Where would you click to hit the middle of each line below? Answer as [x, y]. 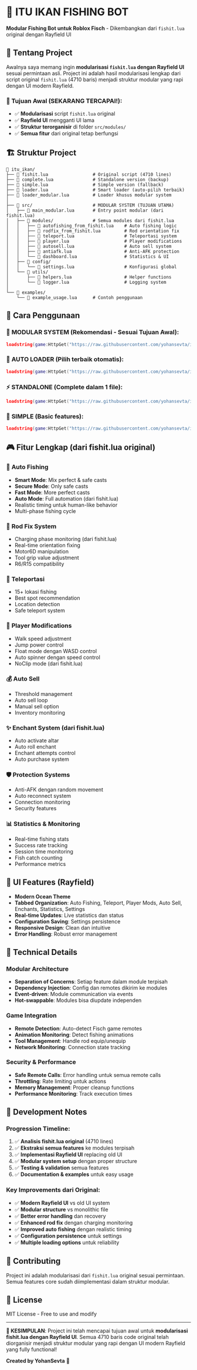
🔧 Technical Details [42, 952]
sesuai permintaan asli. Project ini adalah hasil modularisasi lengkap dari [93, 73]
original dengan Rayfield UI [39, 34]
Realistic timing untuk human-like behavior [66, 505]
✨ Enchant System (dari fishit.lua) [55, 728]
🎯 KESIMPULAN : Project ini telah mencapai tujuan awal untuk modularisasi [97, 1331]
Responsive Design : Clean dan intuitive [62, 927]
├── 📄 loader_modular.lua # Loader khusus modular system [89, 195]
